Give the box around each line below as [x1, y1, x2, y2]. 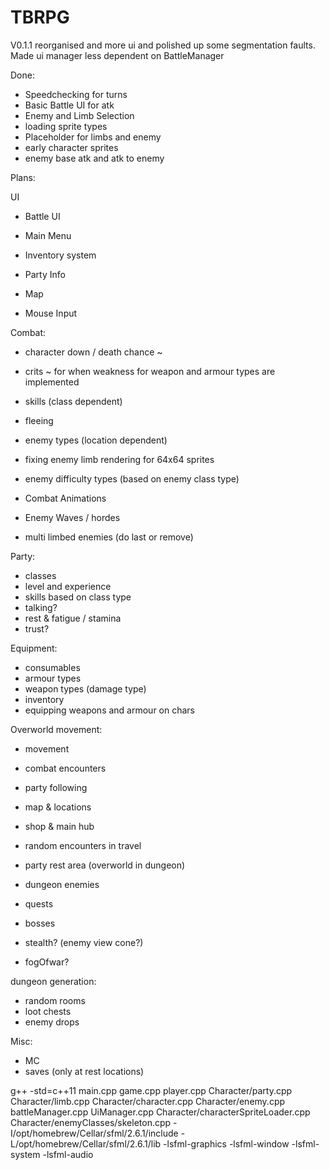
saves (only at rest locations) [24, 1065, 145, 1077]
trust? [24, 622, 50, 635]
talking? [24, 601, 58, 613]
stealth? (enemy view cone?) [24, 936, 144, 948]
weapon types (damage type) [24, 682, 147, 695]
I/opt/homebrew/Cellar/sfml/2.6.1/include [10, 1127, 179, 1139]
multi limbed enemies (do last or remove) [24, 531, 194, 543]
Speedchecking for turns [24, 88, 128, 100]
